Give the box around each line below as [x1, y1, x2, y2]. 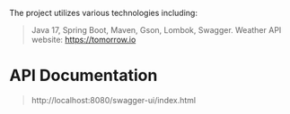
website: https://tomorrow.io [31, 35, 136, 45]
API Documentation [9, 66, 158, 85]
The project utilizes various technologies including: [9, 8, 198, 18]
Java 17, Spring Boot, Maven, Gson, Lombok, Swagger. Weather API [31, 25, 282, 35]
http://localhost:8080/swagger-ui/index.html [31, 94, 196, 105]
